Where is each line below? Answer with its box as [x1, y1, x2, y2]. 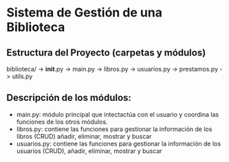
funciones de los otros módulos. [16, 117, 108, 126]
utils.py [12, 72, 33, 80]
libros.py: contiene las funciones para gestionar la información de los [16, 125, 212, 133]
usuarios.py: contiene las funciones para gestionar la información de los [16, 139, 221, 148]
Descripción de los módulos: [6, 92, 132, 104]
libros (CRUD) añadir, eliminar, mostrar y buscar [16, 132, 152, 140]
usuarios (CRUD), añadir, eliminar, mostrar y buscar [16, 146, 162, 155]
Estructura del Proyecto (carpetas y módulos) [6, 47, 206, 58]
